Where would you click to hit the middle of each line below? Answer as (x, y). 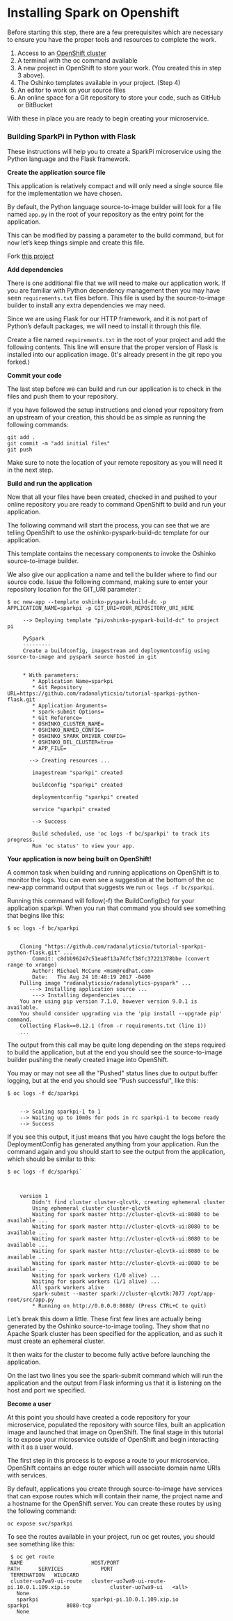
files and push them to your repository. (63, 397)
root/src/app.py (31, 1300)
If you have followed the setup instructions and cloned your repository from (115, 410)
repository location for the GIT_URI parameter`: (74, 590)
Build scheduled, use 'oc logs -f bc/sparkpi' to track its (121, 834)
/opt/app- (202, 1294)
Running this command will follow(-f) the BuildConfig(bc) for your (101, 901)
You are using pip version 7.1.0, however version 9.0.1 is (109, 1001)
